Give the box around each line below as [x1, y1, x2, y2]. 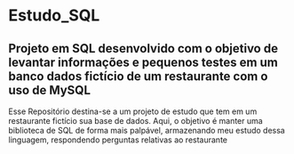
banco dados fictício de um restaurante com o [8, 69, 268, 84]
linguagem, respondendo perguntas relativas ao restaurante [8, 134, 228, 145]
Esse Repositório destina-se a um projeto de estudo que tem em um [8, 106, 258, 117]
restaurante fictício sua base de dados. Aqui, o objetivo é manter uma [8, 116, 263, 126]
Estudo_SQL [8, 5, 100, 26]
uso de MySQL [8, 82, 91, 98]
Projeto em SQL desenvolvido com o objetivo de [8, 41, 279, 56]
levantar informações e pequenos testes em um [8, 54, 279, 69]
